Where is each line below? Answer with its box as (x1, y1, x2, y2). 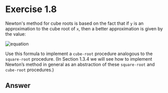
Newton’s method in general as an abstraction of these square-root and (5, 61, 155, 67)
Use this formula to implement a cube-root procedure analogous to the (5, 51, 153, 57)
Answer (5, 81, 31, 90)
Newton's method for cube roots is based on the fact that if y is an (5, 20, 144, 26)
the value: (5, 31, 26, 37)
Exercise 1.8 (5, 4, 57, 15)
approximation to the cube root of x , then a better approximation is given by (5, 25, 163, 31)
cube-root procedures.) (5, 67, 54, 73)
